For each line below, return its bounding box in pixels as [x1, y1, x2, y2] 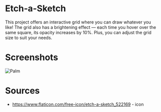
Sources [5, 85, 40, 96]
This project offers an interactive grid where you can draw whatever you [5, 19, 151, 25]
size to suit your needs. [5, 35, 53, 41]
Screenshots [5, 52, 58, 63]
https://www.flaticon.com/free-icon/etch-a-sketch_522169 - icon [12, 101, 144, 107]
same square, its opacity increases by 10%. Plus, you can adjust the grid [5, 29, 152, 35]
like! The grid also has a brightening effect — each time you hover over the [5, 24, 156, 30]
